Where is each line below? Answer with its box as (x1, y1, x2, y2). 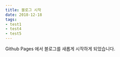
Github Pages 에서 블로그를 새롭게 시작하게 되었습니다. (5, 46, 115, 51)
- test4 (5, 26, 22, 32)
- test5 (5, 31, 22, 36)
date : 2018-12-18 (5, 12, 42, 17)
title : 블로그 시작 (5, 7, 41, 13)
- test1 (5, 21, 22, 27)
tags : (5, 17, 17, 22)
